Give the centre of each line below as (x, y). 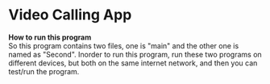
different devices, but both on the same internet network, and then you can (133, 63)
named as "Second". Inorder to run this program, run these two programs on (135, 54)
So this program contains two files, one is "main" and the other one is (124, 45)
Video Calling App (70, 15)
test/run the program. (44, 71)
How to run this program (50, 37)
